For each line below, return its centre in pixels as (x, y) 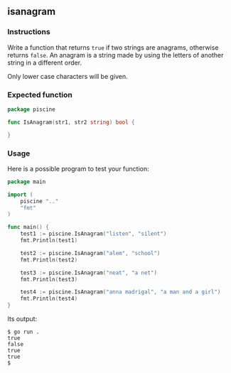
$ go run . (23, 332)
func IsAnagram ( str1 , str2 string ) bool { (71, 122)
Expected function (40, 94)
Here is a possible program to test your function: (78, 168)
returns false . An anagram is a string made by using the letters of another (116, 55)
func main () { (28, 227)
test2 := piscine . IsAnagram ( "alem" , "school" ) (90, 253)
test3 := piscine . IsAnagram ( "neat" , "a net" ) (89, 273)
